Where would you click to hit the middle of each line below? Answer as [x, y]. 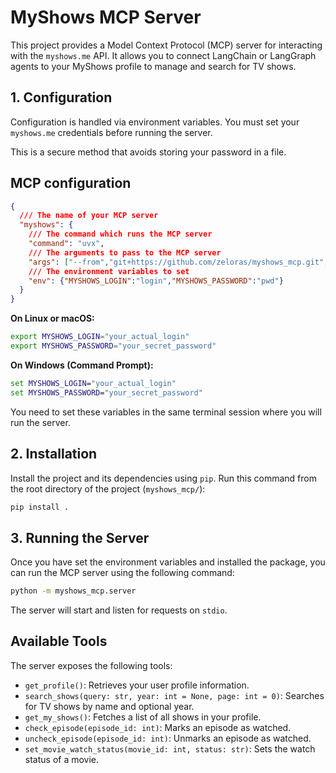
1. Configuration [61, 97]
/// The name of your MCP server [89, 216]
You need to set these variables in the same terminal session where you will [166, 412]
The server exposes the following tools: [91, 665]
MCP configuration [71, 183]
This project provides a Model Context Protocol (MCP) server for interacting [166, 45]
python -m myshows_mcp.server [73, 591]
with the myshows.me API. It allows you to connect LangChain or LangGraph [163, 55]
